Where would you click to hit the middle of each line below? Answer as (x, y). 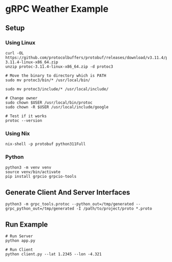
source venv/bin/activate (33, 172)
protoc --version (24, 120)
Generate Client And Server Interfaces (68, 192)
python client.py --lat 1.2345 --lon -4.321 (53, 254)
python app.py (20, 241)
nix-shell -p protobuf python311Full (46, 144)
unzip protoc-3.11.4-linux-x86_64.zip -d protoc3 (59, 67)
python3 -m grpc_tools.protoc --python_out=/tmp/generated (70, 204)
